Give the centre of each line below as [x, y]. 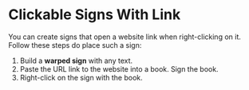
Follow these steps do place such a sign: [75, 45]
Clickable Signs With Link [95, 15]
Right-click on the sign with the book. [81, 77]
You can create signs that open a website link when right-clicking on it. [125, 37]
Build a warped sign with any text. [76, 61]
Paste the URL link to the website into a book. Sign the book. [119, 68]
